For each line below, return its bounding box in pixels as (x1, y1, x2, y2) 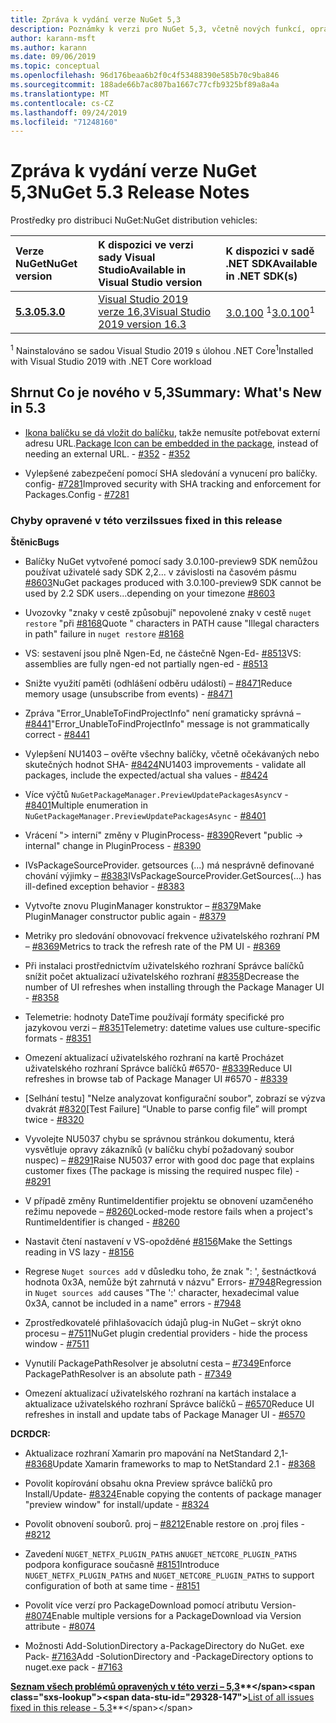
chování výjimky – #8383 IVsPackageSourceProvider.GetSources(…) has (24, 869, 322, 881)
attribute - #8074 (24, 1620, 96, 1632)
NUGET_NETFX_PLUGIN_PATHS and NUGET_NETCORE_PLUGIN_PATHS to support (24, 1569, 315, 1581)
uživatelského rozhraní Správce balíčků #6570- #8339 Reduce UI (24, 1062, 293, 1074)
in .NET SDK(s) (225, 269, 298, 283)
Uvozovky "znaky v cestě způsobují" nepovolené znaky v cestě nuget (24, 606, 312, 618)
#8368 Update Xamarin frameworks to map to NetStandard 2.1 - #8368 (24, 1457, 316, 1470)
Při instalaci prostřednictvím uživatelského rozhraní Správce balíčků (24, 959, 305, 971)
